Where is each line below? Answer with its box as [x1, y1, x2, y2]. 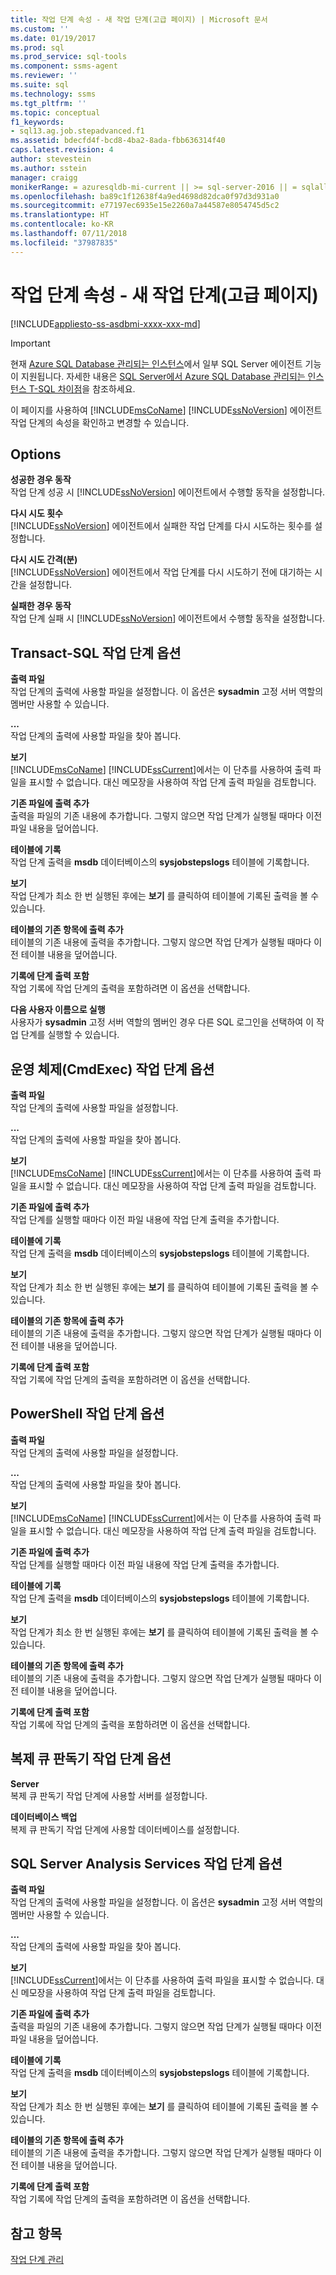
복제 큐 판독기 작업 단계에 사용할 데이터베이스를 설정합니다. [10, 1823, 240, 1835]
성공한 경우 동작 [10, 474, 72, 486]
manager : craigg [10, 172, 78, 183]
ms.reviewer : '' [10, 71, 78, 81]
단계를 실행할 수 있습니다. [20, 1029, 120, 1041]
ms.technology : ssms [10, 89, 97, 99]
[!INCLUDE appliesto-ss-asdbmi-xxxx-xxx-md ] [10, 317, 201, 330]
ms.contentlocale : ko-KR [10, 219, 114, 230]
